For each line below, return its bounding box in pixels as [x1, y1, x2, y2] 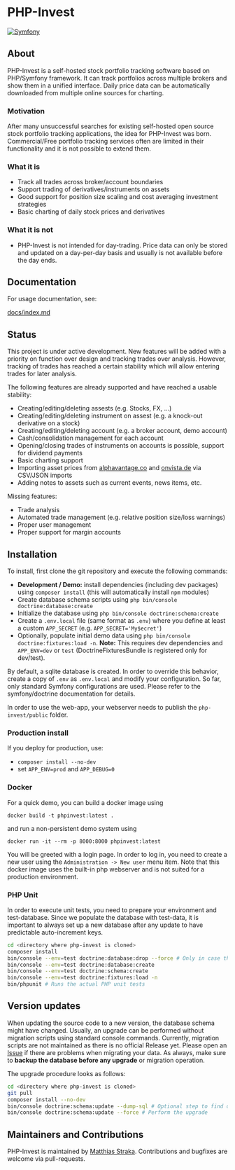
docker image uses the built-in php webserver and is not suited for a [7, 865, 205, 873]
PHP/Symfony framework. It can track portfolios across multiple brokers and [7, 74, 227, 82]
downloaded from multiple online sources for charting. [7, 88, 164, 97]
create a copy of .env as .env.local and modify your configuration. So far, [7, 675, 222, 683]
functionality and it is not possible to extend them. [7, 144, 152, 153]
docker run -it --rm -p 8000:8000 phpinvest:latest [7, 838, 161, 845]
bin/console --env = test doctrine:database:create [7, 961, 155, 968]
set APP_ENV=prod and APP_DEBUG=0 [17, 765, 115, 773]
